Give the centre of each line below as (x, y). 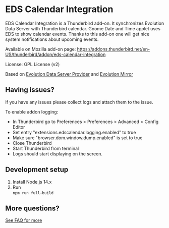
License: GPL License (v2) (33, 64)
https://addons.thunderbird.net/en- (114, 49)
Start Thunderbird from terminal (46, 148)
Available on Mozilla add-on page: (41, 49)
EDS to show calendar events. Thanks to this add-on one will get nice (77, 34)
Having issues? (30, 90)
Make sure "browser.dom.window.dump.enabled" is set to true (77, 138)
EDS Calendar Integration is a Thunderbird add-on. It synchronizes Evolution (85, 23)
